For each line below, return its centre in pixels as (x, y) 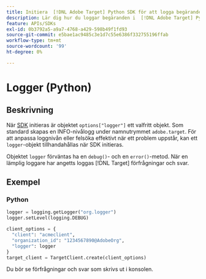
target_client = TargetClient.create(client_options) (77, 258)
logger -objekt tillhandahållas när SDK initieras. (65, 144)
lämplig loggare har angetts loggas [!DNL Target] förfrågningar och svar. (98, 162)
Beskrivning (30, 110)
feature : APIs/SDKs (31, 23)
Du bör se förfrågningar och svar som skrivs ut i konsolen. (80, 269)
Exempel (23, 182)
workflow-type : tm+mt (34, 40)
